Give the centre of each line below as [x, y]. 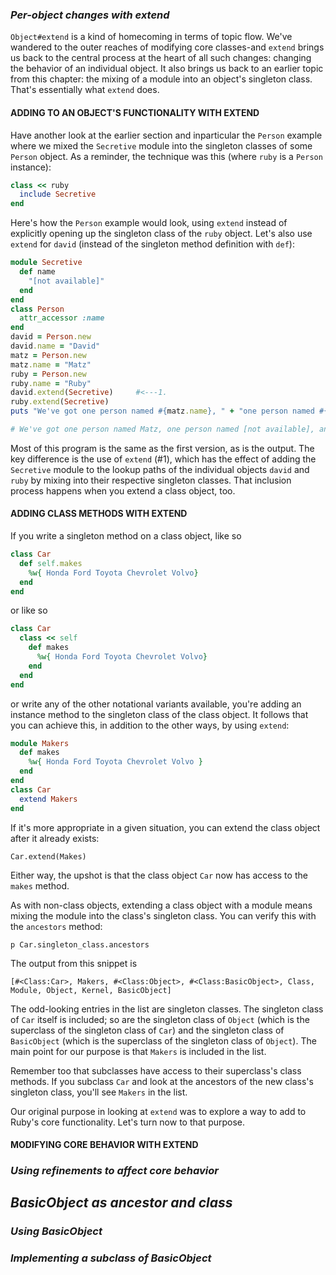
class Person [37, 309]
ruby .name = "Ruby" [51, 383]
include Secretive [58, 194]
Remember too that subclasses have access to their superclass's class [156, 1070]
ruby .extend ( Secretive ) [60, 402]
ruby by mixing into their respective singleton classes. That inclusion [151, 480]
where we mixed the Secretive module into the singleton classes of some [161, 145]
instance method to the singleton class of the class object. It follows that [159, 714]
